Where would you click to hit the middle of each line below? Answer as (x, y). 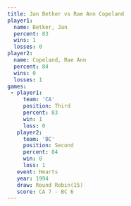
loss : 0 (34, 126)
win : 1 (32, 119)
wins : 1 (25, 40)
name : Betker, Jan (41, 27)
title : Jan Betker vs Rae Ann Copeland (66, 14)
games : (17, 86)
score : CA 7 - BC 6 (45, 192)
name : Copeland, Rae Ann (50, 60)
